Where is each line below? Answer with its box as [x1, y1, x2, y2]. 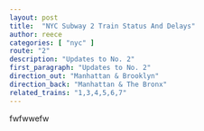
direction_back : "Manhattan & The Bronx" [9, 80, 168, 89]
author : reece [9, 30, 63, 39]
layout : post [9, 13, 59, 22]
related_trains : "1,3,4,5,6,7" [9, 88, 127, 97]
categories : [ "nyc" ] [9, 38, 95, 48]
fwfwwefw [9, 113, 50, 124]
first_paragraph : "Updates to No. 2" [9, 64, 152, 73]
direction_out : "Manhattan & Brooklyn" [9, 72, 160, 81]
